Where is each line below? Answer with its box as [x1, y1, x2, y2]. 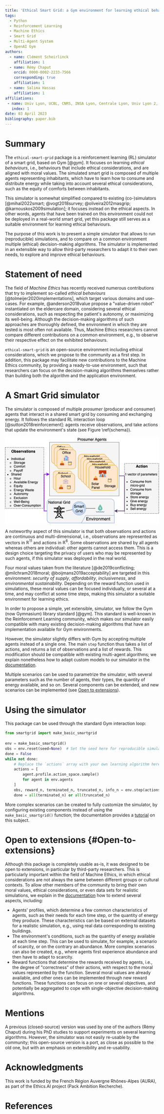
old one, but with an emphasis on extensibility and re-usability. [5, 1044, 131, 1050]
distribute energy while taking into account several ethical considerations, [5, 180, 154, 186]
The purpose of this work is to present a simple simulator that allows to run [5, 230, 156, 236]
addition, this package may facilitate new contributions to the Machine [5, 357, 146, 363]
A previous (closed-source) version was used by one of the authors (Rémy [5, 1024, 155, 1030]
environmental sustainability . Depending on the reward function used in [5, 581, 149, 586]
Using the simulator [5, 704, 86, 715]
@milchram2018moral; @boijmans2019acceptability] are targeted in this [5, 570, 150, 576]
